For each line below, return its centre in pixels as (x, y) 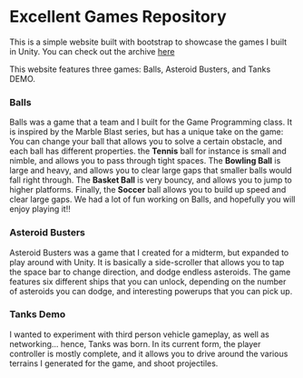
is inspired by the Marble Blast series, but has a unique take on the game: (147, 132)
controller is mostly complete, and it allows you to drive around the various (149, 353)
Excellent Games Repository (118, 17)
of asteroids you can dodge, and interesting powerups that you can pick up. (151, 291)
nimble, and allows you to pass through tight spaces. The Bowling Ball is (145, 161)
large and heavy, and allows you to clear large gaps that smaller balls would (151, 171)
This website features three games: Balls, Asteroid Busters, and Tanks (140, 69)
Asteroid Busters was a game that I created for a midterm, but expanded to (149, 253)
